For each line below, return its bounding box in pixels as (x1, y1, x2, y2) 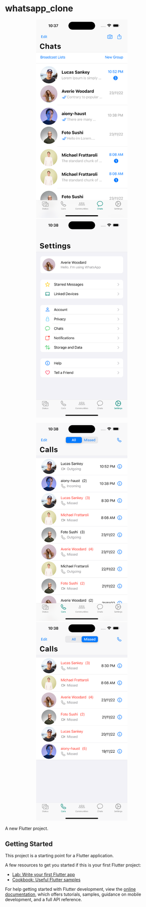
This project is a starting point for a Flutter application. (5, 853, 114, 859)
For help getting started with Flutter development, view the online (5, 886, 136, 892)
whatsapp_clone (5, 3, 73, 14)
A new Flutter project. (5, 825, 49, 831)
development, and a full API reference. (5, 897, 82, 903)
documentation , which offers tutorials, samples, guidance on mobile (5, 891, 141, 897)
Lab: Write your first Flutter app (12, 872, 75, 878)
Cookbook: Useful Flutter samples (12, 877, 81, 883)
